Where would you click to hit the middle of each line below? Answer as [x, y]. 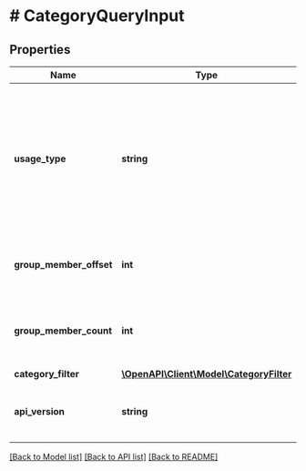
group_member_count [63, 331]
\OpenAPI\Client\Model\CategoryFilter [207, 374]
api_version [40, 411]
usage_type [40, 159]
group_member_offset [63, 265]
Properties [40, 50]
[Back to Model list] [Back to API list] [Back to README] [114, 457]
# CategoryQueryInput [97, 16]
